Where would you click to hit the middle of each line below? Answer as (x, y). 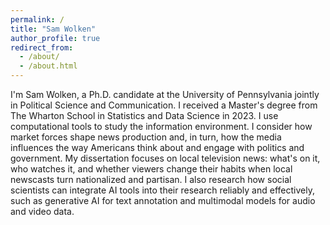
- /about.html (48, 66)
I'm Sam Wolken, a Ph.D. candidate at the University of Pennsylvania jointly (165, 94)
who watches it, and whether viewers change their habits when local (151, 169)
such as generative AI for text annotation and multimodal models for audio (163, 200)
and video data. (42, 211)
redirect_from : (42, 47)
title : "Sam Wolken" (53, 29)
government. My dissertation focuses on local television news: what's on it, (165, 158)
